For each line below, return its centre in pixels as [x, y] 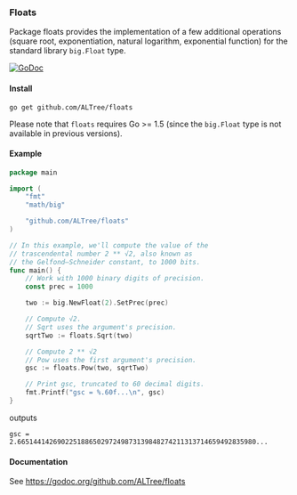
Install [21, 88]
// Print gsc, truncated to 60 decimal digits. [115, 385]
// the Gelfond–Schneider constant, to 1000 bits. [105, 262]
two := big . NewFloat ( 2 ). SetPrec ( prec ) [97, 303]
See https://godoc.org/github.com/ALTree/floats [97, 482]
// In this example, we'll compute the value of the [109, 245]
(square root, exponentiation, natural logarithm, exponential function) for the [149, 41]
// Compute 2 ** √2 [61, 352]
